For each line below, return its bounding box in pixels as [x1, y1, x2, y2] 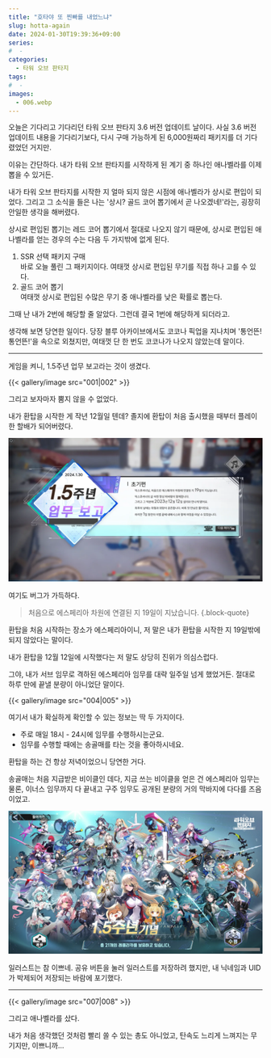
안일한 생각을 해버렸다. [8, 207, 80, 217]
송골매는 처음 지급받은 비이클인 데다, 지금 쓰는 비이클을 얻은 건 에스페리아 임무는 [8, 773, 261, 783]
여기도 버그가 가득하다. [8, 590, 80, 600]
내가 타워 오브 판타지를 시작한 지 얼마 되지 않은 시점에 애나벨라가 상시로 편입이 [8, 187, 254, 197]
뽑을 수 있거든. [8, 170, 54, 179]
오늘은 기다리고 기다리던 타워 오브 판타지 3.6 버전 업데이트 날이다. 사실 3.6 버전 [8, 122, 256, 133]
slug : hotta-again [8, 21, 70, 30]
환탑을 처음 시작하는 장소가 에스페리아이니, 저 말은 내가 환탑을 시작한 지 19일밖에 [8, 625, 261, 634]
